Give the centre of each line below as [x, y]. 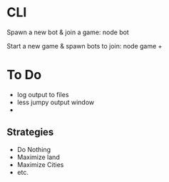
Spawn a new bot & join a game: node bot [68, 32]
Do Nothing [34, 149]
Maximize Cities [40, 164]
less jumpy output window [56, 102]
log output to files [43, 94]
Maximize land [38, 157]
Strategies [30, 132]
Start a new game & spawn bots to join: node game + [84, 46]
